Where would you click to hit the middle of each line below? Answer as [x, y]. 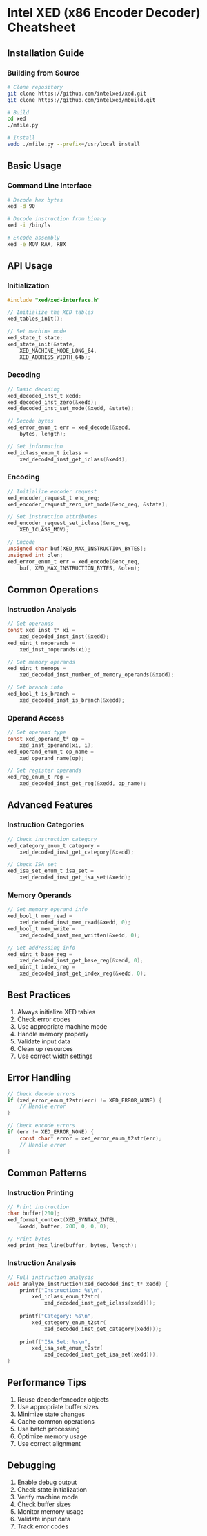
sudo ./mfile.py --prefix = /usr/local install [73, 144]
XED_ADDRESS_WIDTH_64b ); [55, 357]
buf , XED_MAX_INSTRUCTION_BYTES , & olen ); [80, 568]
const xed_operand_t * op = [46, 739]
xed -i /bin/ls [29, 226]
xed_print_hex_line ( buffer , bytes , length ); [72, 1245]
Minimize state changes [51, 1414]
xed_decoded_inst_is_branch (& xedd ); [72, 700]
